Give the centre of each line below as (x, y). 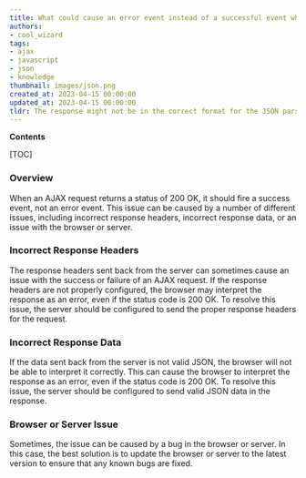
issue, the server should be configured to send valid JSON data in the (140, 392)
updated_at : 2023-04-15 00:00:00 (73, 102)
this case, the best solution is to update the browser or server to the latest (148, 454)
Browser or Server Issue (64, 424)
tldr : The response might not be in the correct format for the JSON (144, 111)
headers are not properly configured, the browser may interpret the (136, 290)
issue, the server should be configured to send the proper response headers (153, 309)
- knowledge (32, 77)
